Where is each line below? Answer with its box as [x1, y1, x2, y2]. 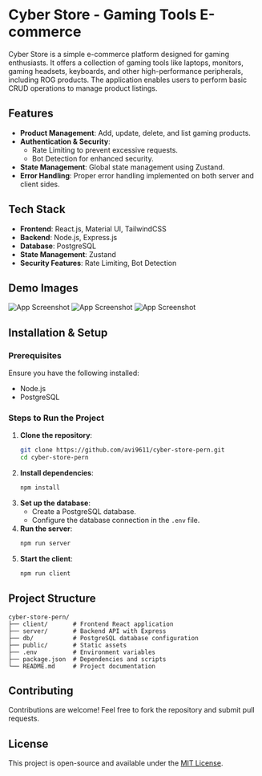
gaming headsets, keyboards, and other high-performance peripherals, [8, 66, 244, 76]
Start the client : [19, 553, 74, 563]
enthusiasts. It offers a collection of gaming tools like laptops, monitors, [8, 58, 244, 67]
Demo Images [8, 281, 79, 295]
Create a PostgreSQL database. [31, 506, 136, 516]
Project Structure [8, 592, 96, 606]
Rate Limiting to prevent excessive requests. [31, 145, 179, 154]
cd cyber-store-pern [19, 454, 89, 462]
